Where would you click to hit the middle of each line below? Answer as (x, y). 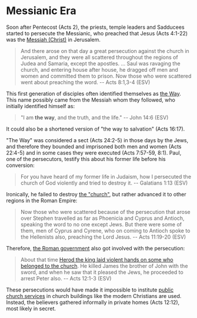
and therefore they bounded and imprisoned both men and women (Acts (94, 146)
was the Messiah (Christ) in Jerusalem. (54, 39)
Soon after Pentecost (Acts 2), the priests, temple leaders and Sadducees (95, 27)
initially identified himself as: (41, 106)
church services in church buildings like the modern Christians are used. (94, 296)
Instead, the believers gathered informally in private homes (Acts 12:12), (93, 302)
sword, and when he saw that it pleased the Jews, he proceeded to (102, 272)
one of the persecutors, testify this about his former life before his (86, 159)
